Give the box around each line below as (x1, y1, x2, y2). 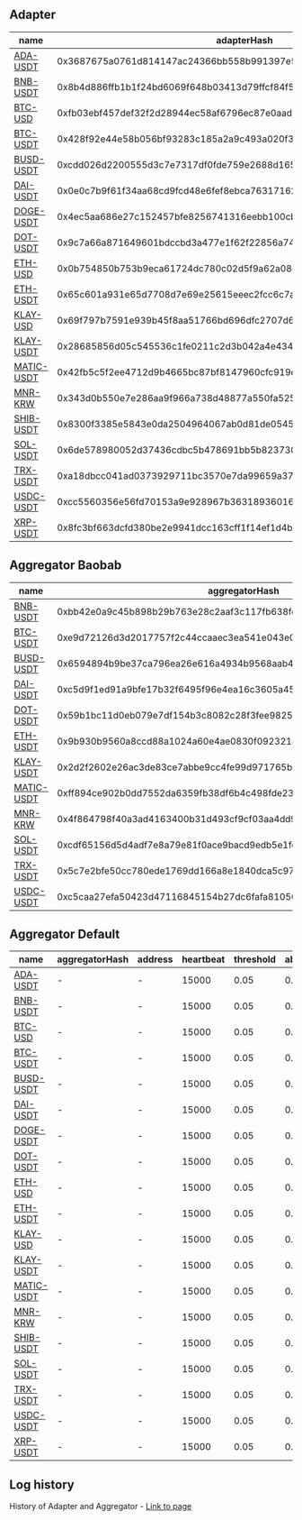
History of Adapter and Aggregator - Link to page (9, 1501, 192, 1512)
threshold (233, 953, 277, 966)
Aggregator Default (9, 927, 120, 942)
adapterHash (216, 33, 273, 46)
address (137, 953, 173, 966)
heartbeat (181, 953, 226, 966)
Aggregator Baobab (9, 558, 122, 573)
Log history (9, 1477, 75, 1492)
